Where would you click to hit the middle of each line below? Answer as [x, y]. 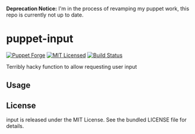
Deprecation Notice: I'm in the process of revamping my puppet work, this [98, 9]
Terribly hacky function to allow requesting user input [72, 66]
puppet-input [40, 39]
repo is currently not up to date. [45, 15]
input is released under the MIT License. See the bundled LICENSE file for [97, 120]
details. [15, 126]
